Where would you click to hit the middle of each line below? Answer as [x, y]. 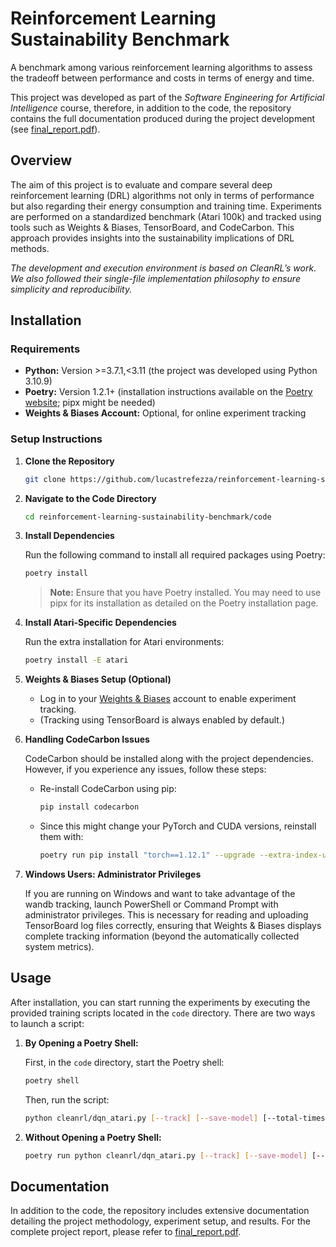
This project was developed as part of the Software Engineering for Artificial [167, 97]
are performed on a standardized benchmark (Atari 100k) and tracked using [166, 216]
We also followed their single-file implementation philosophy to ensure [155, 278]
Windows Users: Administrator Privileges [113, 874]
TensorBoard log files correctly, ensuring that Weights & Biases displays [173, 925]
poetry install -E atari [76, 660]
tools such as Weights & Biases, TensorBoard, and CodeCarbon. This [152, 227]
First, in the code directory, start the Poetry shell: [124, 1062]
